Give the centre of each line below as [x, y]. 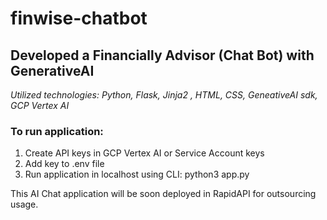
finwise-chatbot [79, 18]
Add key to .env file [64, 164]
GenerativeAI [52, 70]
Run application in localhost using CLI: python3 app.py [137, 174]
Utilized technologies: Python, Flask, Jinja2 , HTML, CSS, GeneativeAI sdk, [164, 95]
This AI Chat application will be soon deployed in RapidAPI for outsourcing [163, 194]
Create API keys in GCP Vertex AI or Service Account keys [144, 153]
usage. [24, 204]
